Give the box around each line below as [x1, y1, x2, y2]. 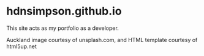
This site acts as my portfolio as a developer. [6, 24, 119, 32]
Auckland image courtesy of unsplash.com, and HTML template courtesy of [6, 36, 198, 43]
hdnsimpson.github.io [6, 4, 122, 18]
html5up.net [6, 43, 37, 50]
